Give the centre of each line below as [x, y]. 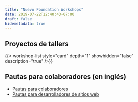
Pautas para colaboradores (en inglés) [66, 77]
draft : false [19, 19]
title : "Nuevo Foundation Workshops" [44, 10]
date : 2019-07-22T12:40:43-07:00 [40, 14]
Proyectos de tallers [37, 44]
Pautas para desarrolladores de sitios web [56, 94]
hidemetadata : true [25, 24]
